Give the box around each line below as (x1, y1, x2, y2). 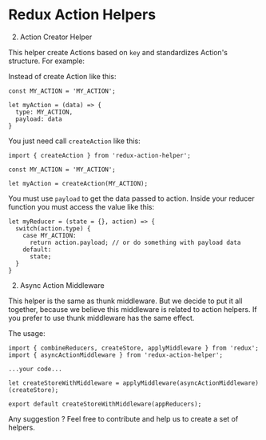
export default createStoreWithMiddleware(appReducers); (8, 400, 202, 408)
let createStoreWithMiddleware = (8, 378, 120, 387)
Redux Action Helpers (8, 6, 157, 24)
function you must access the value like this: (8, 202, 155, 211)
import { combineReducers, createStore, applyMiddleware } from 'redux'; (8, 344, 260, 352)
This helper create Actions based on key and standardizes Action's (8, 47, 228, 57)
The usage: (8, 328, 46, 338)
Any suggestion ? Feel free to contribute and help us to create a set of (8, 414, 239, 423)
